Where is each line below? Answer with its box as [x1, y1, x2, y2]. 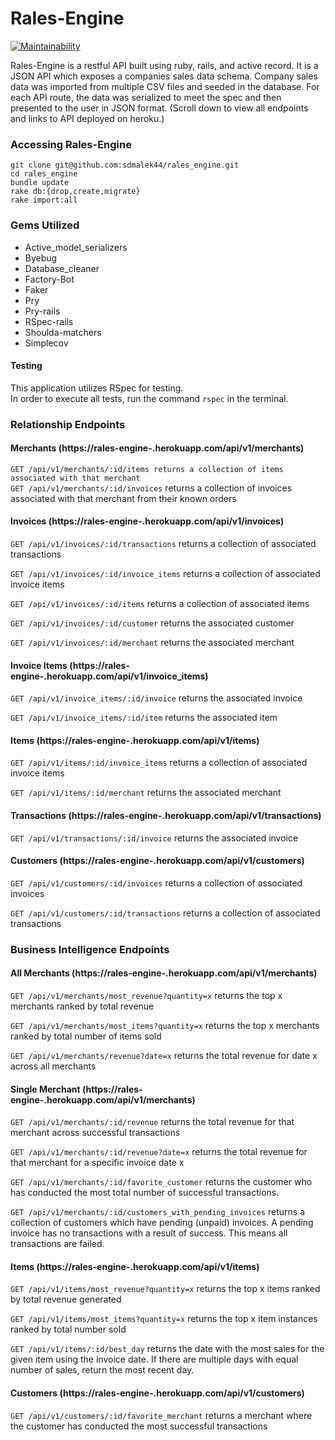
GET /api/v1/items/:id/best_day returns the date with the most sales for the [10, 1343, 325, 1355]
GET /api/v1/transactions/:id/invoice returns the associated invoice [10, 832, 299, 844]
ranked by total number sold [10, 1323, 127, 1336]
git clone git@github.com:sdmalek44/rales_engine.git [10, 160, 240, 171]
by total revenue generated [10, 1293, 122, 1306]
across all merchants [10, 1060, 97, 1072]
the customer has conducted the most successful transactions [10, 1420, 268, 1432]
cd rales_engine [10, 169, 78, 179]
